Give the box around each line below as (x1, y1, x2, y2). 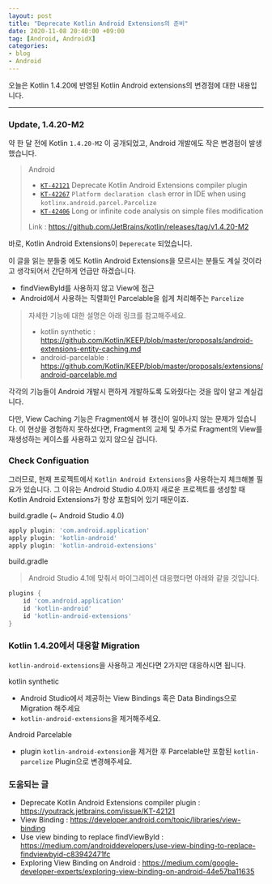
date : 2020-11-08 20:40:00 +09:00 (8, 27, 125, 35)
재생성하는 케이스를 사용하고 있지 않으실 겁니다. (8, 435, 158, 444)
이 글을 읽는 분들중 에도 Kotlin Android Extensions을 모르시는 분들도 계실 (8, 256, 240, 266)
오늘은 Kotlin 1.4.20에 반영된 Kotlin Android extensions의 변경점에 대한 (8, 80, 236, 90)
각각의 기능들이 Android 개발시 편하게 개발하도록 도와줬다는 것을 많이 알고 (8, 387, 242, 397)
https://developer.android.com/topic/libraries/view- (70, 815, 241, 825)
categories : (8, 42, 49, 50)
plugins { (8, 590, 42, 598)
